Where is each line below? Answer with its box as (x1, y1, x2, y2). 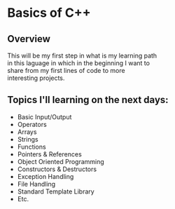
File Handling (17, 180, 56, 188)
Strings (17, 135, 38, 143)
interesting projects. (7, 74, 65, 82)
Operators (17, 120, 47, 128)
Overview (7, 33, 51, 45)
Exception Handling (17, 172, 74, 180)
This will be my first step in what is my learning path (7, 51, 157, 60)
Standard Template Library (17, 187, 94, 196)
